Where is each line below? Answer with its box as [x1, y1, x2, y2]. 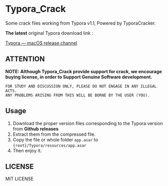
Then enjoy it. [12, 147, 42, 154]
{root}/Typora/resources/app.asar [12, 143, 87, 148]
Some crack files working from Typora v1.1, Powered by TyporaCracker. [5, 20, 156, 26]
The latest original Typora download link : [5, 30, 94, 36]
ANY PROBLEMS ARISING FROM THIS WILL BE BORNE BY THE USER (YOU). [5, 93, 150, 98]
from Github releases [12, 126, 59, 132]
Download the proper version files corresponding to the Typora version [12, 120, 163, 126]
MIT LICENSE [5, 176, 34, 182]
